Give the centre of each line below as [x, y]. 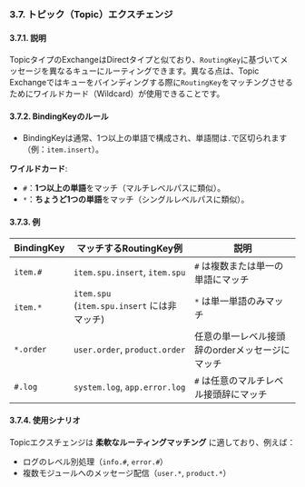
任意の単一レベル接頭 [240, 336]
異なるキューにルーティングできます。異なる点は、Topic [154, 71]
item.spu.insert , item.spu [130, 272]
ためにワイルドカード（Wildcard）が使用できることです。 [117, 94]
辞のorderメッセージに [242, 350]
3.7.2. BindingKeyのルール [59, 116]
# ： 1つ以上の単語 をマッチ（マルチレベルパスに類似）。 [124, 188]
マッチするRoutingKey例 [130, 248]
